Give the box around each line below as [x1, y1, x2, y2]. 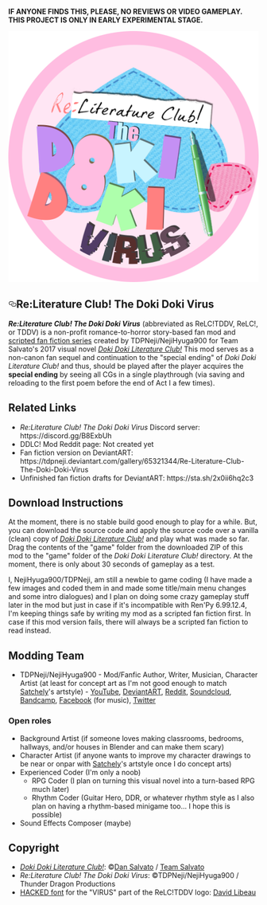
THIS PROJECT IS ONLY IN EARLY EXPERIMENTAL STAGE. [8, 15, 203, 25]
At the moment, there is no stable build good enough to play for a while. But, [8, 517, 258, 527]
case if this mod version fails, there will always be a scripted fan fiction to [8, 617, 249, 627]
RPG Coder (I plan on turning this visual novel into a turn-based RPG [31, 776, 256, 786]
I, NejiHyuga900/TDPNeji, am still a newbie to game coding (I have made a [8, 575, 253, 585]
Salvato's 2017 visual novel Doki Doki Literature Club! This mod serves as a [8, 344, 254, 354]
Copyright [8, 840, 60, 855]
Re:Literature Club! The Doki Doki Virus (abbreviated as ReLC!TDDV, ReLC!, [8, 319, 258, 328]
